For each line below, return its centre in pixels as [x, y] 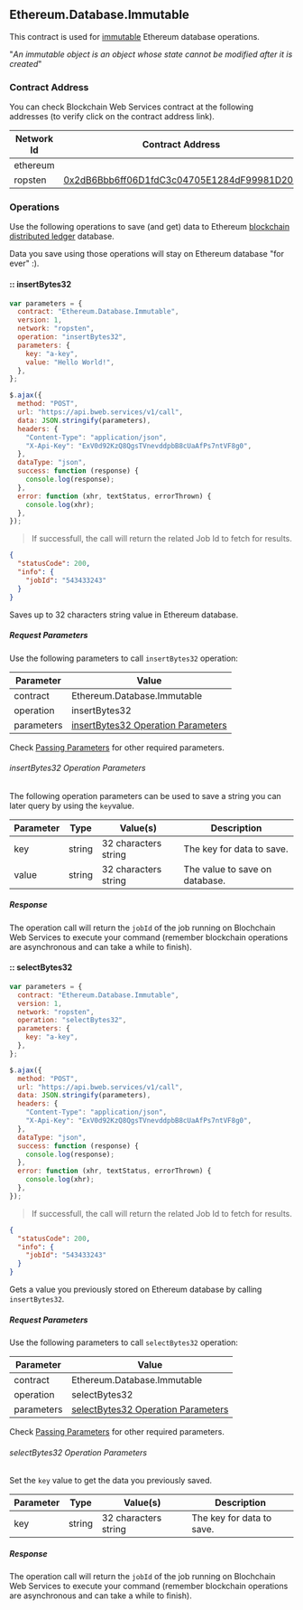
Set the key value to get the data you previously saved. [111, 1481]
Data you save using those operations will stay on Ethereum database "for [147, 254]
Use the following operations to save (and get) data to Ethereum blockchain [150, 227]
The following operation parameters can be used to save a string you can [145, 796]
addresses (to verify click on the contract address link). [112, 117]
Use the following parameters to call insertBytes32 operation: [124, 658]
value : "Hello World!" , [70, 362]
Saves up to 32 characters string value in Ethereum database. [124, 615]
